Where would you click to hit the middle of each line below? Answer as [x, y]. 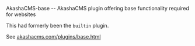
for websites [21, 14]
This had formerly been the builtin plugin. [58, 26]
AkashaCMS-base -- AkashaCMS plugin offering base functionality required [98, 8]
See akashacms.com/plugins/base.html [53, 37]
